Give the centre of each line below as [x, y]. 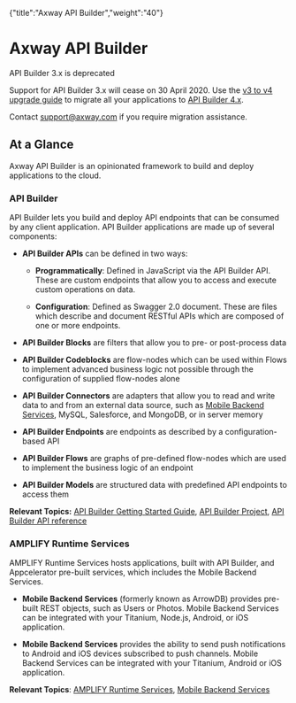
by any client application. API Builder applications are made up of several [142, 227]
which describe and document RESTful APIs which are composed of [159, 316]
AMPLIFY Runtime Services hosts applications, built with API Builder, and [142, 563]
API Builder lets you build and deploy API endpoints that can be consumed [144, 218]
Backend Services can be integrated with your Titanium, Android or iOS [152, 663]
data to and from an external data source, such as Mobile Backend [143, 406]
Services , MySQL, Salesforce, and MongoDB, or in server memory [142, 414]
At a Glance [42, 145]
